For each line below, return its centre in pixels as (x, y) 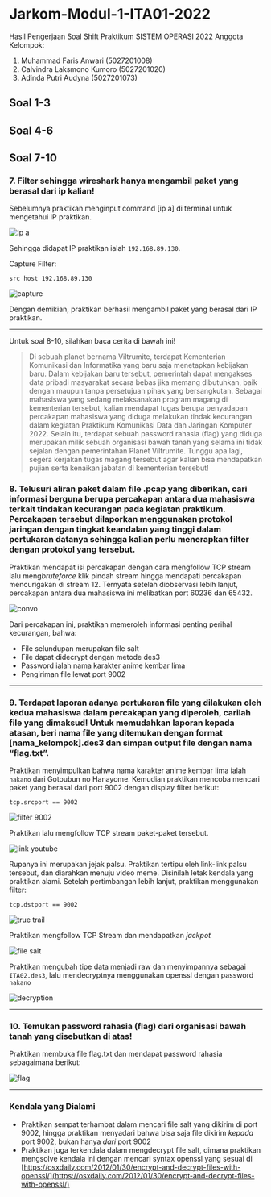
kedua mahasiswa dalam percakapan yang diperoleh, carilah (130, 712)
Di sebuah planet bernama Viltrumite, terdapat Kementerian (127, 357)
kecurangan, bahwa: (43, 632)
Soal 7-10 (33, 158)
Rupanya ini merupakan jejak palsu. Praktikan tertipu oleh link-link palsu (128, 864)
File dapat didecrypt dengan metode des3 (90, 657)
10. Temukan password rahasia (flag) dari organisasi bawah (128, 1026)
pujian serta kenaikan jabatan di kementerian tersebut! (119, 468)
